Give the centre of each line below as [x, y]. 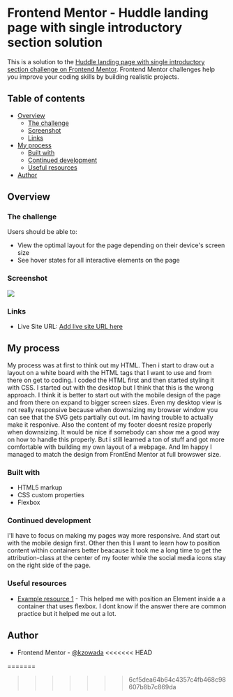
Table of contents [46, 99]
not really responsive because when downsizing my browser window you [113, 409]
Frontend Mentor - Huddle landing [108, 13]
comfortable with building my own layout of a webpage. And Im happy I [110, 447]
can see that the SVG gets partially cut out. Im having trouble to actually [111, 417]
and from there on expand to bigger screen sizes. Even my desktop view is [114, 402]
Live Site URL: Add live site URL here [70, 327]
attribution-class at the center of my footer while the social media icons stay [117, 558]
